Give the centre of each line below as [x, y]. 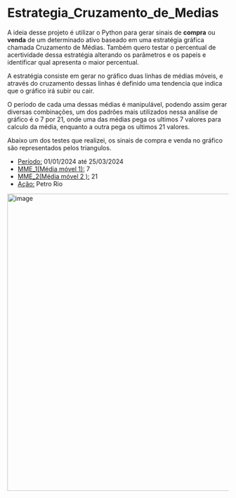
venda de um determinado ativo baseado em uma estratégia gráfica [106, 39]
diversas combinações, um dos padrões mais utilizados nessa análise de [112, 112]
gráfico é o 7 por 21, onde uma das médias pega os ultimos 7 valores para [114, 119]
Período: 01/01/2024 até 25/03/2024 [71, 161]
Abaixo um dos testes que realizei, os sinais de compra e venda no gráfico [115, 140]
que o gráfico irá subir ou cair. [51, 91]
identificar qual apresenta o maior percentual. [73, 62]
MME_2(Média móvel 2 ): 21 [58, 176]
